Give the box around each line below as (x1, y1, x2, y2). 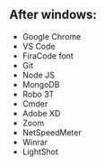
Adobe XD (22, 107, 61, 118)
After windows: (9, 7, 97, 23)
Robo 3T (22, 88, 55, 99)
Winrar (22, 136, 48, 147)
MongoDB (22, 78, 60, 89)
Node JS (22, 69, 56, 80)
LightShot (22, 146, 58, 157)
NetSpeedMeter (22, 126, 83, 138)
